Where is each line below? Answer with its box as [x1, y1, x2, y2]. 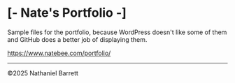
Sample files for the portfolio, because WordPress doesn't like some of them [7, 28, 227, 36]
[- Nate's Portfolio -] [7, 5, 127, 21]
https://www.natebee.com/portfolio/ [7, 49, 111, 57]
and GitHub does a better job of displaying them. [7, 35, 148, 43]
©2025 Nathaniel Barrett [7, 68, 79, 77]
